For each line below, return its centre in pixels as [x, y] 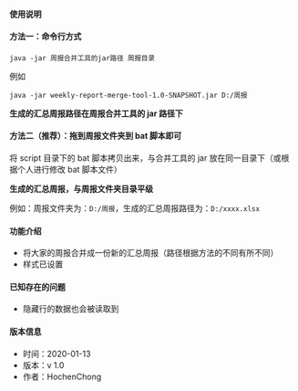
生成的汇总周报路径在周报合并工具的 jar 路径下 [97, 113]
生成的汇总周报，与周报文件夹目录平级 [81, 189]
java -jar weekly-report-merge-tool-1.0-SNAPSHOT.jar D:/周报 [128, 95]
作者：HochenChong [62, 376]
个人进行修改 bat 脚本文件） [70, 169]
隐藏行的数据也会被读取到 [71, 309]
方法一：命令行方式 [46, 37]
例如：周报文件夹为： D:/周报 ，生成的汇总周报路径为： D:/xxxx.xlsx [135, 208]
